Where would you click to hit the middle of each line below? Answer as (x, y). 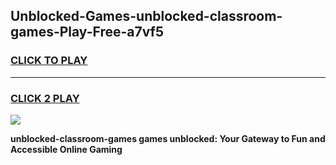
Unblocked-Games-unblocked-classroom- (146, 16)
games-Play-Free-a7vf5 (87, 32)
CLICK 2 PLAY (45, 98)
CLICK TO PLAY (49, 61)
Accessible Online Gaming (66, 149)
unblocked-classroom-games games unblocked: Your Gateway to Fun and (168, 138)
